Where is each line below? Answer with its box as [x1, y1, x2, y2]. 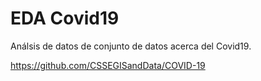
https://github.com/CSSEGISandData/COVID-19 [10, 59, 206, 71]
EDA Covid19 [10, 7, 120, 30]
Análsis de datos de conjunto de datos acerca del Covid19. [10, 40, 252, 52]
